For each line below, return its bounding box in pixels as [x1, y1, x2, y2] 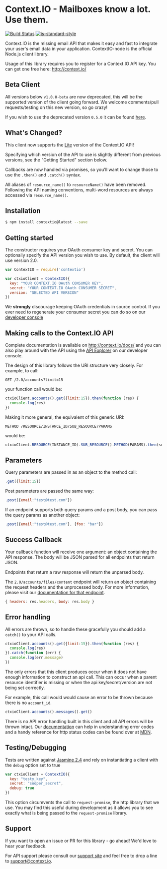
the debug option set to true [5, 762, 61, 768]
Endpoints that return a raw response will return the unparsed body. [5, 569, 144, 575]
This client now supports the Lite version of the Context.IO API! [5, 141, 134, 148]
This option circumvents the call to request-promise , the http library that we [5, 800, 160, 805]
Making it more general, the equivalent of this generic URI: [5, 414, 125, 420]
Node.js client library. [5, 51, 49, 57]
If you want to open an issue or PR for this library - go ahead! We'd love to [5, 838, 157, 844]
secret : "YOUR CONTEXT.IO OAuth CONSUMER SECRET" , [9, 285, 117, 290]
